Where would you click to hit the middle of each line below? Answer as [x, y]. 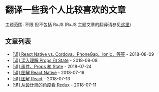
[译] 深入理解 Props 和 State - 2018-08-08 [55, 60]
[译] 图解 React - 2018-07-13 [41, 78]
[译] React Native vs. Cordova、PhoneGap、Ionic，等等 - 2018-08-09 [83, 54]
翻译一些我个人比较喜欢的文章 [66, 10]
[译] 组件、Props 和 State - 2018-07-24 [52, 66]
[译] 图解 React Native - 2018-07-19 [48, 72]
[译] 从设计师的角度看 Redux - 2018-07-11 [54, 85]
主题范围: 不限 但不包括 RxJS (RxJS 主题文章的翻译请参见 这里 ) [68, 24]
